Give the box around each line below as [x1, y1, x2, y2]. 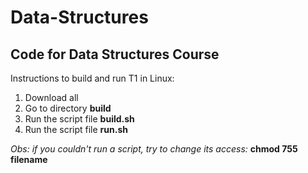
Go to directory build [24, 102, 112, 114]
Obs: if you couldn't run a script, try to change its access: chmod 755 [10, 143, 298, 155]
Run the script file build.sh [24, 113, 135, 125]
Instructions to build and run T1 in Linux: [10, 72, 175, 84]
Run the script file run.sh [24, 124, 128, 135]
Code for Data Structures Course [10, 46, 220, 63]
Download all [24, 92, 79, 103]
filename [10, 154, 48, 165]
